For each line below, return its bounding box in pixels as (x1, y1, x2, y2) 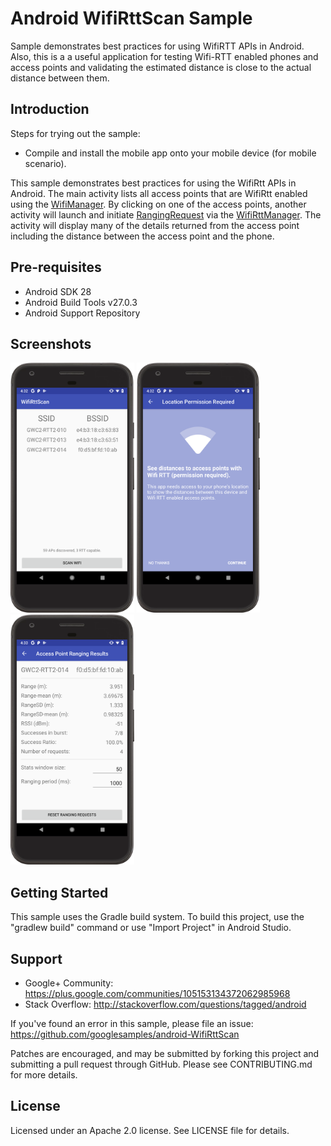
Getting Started (10, 884, 109, 901)
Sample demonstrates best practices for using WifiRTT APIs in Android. (10, 40, 305, 52)
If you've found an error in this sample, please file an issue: (10, 1018, 254, 1029)
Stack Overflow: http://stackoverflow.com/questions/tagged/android (24, 998, 307, 1010)
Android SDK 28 (24, 285, 92, 297)
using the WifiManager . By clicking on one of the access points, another (10, 198, 307, 210)
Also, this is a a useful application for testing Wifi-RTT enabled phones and (10, 50, 319, 62)
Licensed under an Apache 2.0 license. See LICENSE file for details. (10, 1124, 290, 1136)
